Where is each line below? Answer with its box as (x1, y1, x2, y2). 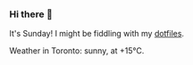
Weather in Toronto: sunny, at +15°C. (9, 45, 145, 56)
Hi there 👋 (9, 8, 54, 20)
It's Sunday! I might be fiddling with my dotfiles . (9, 28, 185, 39)
